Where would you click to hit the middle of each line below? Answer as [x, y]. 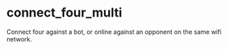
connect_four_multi [64, 13]
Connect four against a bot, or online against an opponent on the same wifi [114, 32]
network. [20, 39]
